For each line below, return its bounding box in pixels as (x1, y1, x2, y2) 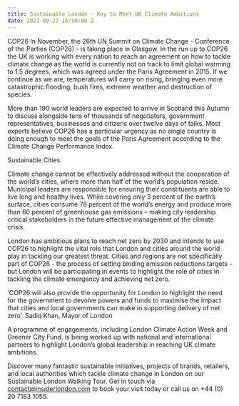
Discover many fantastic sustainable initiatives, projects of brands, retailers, (7, 362, 230, 370)
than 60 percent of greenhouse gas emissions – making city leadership (7, 207, 216, 216)
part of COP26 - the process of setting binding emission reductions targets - (7, 259, 233, 268)
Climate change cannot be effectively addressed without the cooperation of (7, 169, 230, 178)
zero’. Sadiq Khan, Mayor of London (7, 311, 113, 320)
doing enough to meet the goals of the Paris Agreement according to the (7, 134, 221, 143)
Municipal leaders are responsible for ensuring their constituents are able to (7, 184, 230, 193)
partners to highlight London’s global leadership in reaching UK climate (7, 340, 216, 349)
